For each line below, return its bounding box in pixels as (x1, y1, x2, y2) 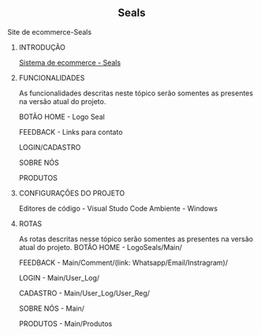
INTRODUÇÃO (18, 43, 66, 52)
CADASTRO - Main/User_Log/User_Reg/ (18, 288, 151, 298)
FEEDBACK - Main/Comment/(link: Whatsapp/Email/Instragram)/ (18, 258, 228, 267)
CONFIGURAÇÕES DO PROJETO (18, 188, 125, 198)
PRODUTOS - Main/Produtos (18, 318, 113, 328)
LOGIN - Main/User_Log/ (18, 273, 100, 282)
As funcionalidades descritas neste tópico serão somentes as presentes (18, 88, 254, 98)
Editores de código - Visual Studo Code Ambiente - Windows (18, 203, 218, 213)
